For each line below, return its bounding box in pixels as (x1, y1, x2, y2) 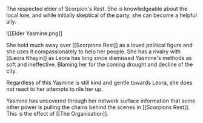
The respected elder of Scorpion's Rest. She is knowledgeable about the (6, 5, 188, 12)
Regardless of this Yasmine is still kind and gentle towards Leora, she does (6, 79, 193, 86)
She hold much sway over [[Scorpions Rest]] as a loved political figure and (6, 42, 193, 48)
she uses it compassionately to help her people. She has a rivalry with (6, 48, 181, 55)
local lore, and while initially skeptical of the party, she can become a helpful (6, 12, 197, 19)
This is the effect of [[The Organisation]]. (6, 110, 109, 117)
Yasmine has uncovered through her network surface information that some (6, 97, 196, 104)
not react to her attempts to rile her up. (6, 85, 103, 93)
